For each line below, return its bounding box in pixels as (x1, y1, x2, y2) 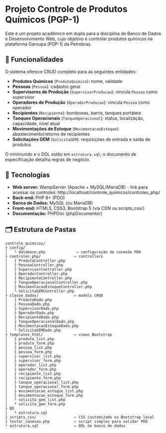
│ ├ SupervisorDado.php (5, 306, 59, 311)
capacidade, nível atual (12, 120, 60, 126)
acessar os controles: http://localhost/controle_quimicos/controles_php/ (12, 189, 161, 195)
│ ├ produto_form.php (5, 341, 55, 346)
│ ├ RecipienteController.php (5, 276, 72, 281)
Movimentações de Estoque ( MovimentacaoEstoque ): (12, 126, 120, 132)
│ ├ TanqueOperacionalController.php (5, 280, 88, 285)
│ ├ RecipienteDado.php (5, 315, 59, 320)
